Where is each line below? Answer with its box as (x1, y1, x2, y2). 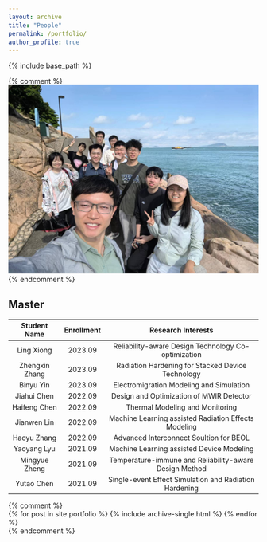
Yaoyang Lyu (13, 444, 56, 454)
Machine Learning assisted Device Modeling (108, 444, 254, 454)
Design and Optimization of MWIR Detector (110, 391, 252, 401)
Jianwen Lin (14, 418, 54, 427)
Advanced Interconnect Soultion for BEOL (113, 433, 250, 442)
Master (8, 297, 45, 311)
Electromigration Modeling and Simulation (113, 380, 250, 390)
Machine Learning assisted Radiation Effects (108, 413, 254, 422)
